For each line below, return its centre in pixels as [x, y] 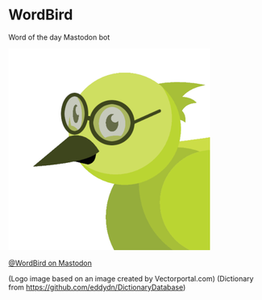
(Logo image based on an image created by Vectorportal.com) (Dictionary [131, 278]
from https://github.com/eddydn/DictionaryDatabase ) [97, 287]
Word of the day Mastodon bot [59, 37]
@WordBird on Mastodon [50, 263]
